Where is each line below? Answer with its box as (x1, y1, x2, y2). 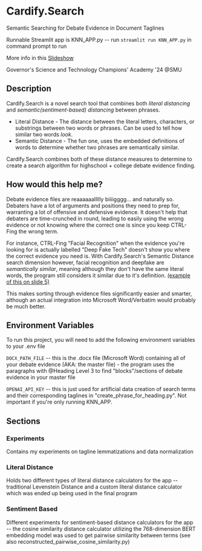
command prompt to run (6, 42, 67, 50)
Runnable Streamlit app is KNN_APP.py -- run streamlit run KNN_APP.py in (6, 36, 192, 43)
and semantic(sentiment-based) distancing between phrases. (6, 106, 160, 113)
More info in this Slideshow (6, 54, 74, 61)
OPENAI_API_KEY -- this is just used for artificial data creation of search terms (6, 386, 196, 393)
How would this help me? (6, 179, 103, 190)
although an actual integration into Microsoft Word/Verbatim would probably (6, 296, 196, 304)
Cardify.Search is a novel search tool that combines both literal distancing (6, 99, 191, 107)
